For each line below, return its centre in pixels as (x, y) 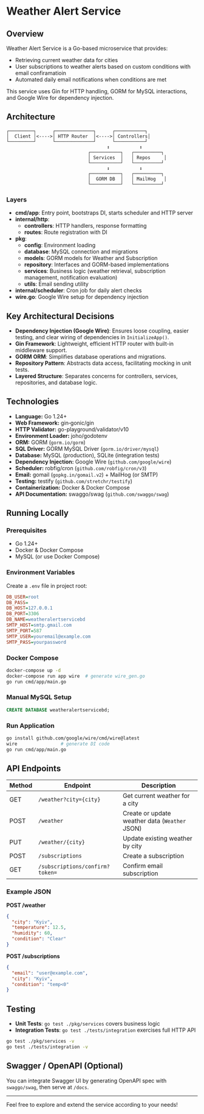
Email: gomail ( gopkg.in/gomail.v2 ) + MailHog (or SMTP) (87, 474)
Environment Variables (41, 573)
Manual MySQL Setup (39, 697)
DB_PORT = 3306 (23, 614)
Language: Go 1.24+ (41, 416)
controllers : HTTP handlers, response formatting (85, 226)
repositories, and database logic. (56, 382)
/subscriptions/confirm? (74, 867)
